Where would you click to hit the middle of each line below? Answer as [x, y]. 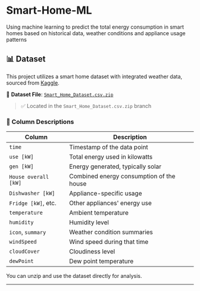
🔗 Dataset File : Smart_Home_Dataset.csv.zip [60, 94]
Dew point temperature [101, 261]
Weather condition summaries [111, 232]
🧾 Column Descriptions [40, 122]
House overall [29, 177]
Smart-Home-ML [49, 10]
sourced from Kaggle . [33, 83]
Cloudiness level [92, 252]
